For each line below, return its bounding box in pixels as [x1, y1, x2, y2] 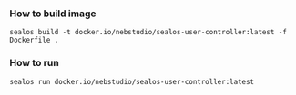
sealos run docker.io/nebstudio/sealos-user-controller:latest [9, 77, 255, 86]
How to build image [9, 7, 97, 20]
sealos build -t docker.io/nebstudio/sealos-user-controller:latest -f [9, 28, 287, 37]
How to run [9, 57, 59, 70]
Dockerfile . [9, 35, 59, 45]
